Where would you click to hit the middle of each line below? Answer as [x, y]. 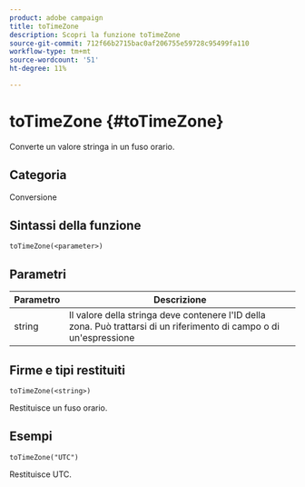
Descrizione [180, 300]
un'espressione [102, 338]
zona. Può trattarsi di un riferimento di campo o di [174, 326]
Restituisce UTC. [41, 474]
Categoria [38, 175]
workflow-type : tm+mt [50, 52]
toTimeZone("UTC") [44, 457]
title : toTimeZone [44, 26]
